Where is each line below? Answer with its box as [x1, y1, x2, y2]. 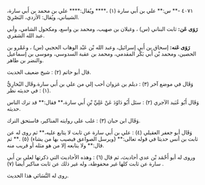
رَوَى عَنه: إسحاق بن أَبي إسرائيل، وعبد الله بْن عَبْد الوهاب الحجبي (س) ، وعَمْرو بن [7, 44, 190, 51]
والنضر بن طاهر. [7, 57, 44, 63]
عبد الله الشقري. [7, 32, 45, 39]
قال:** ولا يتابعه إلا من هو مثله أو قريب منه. [7, 142, 104, 149]
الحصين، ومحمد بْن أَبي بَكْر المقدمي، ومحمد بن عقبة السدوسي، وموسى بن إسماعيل [7, 50, 197, 57]
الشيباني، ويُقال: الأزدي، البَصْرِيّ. [7, 13, 80, 21]
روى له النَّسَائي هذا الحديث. [7, 172, 69, 179]
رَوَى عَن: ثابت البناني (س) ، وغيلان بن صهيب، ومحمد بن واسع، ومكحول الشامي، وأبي [7, 26, 198, 32]
